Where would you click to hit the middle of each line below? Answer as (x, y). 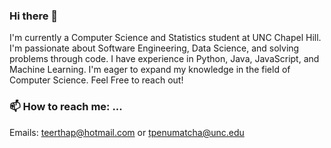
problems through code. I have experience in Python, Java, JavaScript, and (164, 59)
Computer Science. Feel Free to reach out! (96, 80)
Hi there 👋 (34, 16)
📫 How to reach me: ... (66, 107)
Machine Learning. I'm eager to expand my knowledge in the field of (150, 70)
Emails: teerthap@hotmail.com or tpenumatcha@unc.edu (127, 132)
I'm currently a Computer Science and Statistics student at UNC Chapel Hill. (165, 38)
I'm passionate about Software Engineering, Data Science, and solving (154, 48)
